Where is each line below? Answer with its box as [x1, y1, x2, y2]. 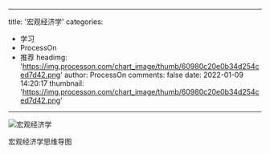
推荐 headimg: [19, 53, 68, 62]
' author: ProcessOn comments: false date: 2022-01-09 [59, 70, 243, 79]
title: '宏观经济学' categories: [8, 17, 104, 26]
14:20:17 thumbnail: [19, 79, 84, 88]
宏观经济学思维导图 [8, 137, 72, 146]
